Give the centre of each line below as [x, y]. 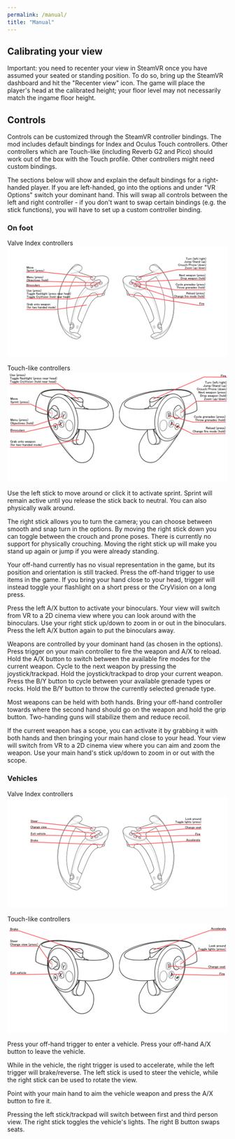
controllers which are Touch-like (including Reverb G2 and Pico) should [110, 152]
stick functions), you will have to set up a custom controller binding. [105, 210]
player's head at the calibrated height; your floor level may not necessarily [114, 90]
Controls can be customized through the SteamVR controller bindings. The [114, 137]
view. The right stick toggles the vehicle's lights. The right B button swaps [114, 1122]
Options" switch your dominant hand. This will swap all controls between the [117, 195]
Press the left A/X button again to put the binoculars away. [91, 630]
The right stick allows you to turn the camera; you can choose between [110, 522]
